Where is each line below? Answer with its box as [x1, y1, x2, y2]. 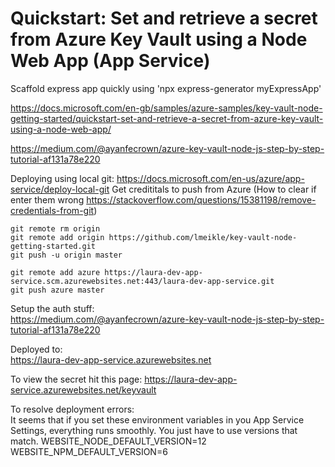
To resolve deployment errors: [10, 403, 135, 415]
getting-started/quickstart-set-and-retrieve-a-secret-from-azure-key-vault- [10, 112, 324, 124]
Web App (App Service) [10, 50, 211, 72]
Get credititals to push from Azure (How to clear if [111, 183, 317, 195]
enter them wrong [10, 193, 85, 206]
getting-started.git [10, 241, 97, 251]
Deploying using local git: [10, 172, 115, 184]
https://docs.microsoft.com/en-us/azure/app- [116, 172, 305, 184]
